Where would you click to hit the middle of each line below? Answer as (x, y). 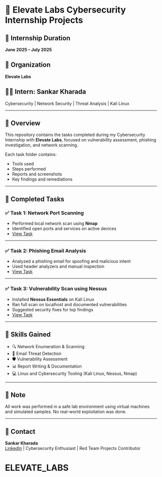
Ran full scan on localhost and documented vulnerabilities (69, 304)
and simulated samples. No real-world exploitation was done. (66, 412)
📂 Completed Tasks (35, 199)
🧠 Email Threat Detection (37, 354)
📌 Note (15, 395)
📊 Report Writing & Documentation (47, 366)
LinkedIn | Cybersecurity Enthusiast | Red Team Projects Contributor (73, 448)
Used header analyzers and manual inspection (58, 266)
